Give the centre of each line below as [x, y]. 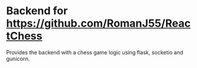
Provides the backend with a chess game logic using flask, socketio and [95, 52]
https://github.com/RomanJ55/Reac [98, 23]
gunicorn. [18, 59]
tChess [24, 36]
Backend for [37, 11]
